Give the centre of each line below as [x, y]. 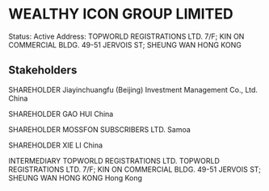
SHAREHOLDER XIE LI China [56, 145]
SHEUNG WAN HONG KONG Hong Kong [76, 177]
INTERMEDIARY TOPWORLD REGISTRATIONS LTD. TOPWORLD [114, 160]
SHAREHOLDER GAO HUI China [61, 114]
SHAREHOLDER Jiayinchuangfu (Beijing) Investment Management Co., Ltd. [133, 89]
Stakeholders [43, 71]
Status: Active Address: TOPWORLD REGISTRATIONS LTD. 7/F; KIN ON [126, 36]
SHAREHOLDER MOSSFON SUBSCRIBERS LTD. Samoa [100, 129]
